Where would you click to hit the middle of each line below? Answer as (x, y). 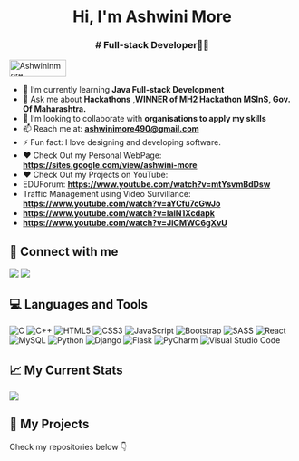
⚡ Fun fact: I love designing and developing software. (122, 142)
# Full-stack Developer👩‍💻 (152, 45)
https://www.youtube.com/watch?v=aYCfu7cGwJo (121, 204)
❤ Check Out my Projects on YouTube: (95, 175)
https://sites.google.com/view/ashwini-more (110, 165)
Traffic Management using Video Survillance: (107, 194)
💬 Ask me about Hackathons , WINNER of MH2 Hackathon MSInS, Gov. (156, 99)
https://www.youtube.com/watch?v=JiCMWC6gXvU (125, 223)
